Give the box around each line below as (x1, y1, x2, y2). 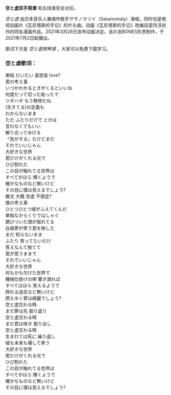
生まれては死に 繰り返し (5, 333, 56, 339)
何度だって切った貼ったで (5, 91, 59, 97)
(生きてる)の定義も (5, 104, 45, 110)
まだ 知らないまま (5, 231, 42, 238)
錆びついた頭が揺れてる (5, 219, 55, 225)
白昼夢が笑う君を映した (5, 225, 55, 231)
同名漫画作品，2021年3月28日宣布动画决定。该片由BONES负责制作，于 (14, 29, 164, 35)
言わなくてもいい (5, 123, 41, 129)
